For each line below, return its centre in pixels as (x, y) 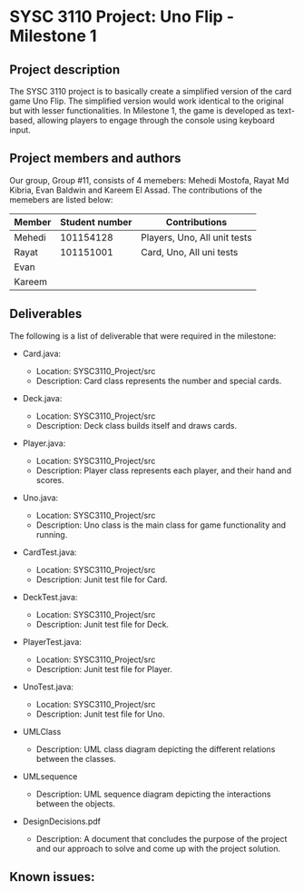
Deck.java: (42, 398)
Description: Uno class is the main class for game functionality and (161, 525)
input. (20, 130)
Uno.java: (40, 498)
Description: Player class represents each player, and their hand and (164, 470)
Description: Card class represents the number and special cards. (159, 381)
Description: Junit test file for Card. (102, 579)
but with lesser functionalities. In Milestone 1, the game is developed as (142, 110)
